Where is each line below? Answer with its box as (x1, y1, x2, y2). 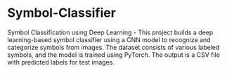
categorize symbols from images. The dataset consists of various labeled (7, 43, 220, 51)
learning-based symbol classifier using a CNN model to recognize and (7, 35, 211, 44)
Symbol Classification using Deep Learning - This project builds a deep (7, 28, 214, 36)
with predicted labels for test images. (7, 58, 115, 66)
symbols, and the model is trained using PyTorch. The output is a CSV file (7, 51, 220, 59)
